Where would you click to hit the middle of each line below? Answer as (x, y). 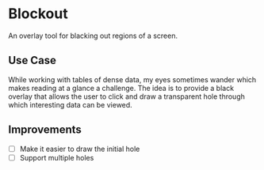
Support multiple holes (57, 157)
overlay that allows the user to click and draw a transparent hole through (127, 96)
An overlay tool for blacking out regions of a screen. (93, 36)
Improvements (45, 130)
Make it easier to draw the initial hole (80, 149)
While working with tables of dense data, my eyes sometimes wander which (132, 79)
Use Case (33, 60)
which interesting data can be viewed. (70, 104)
